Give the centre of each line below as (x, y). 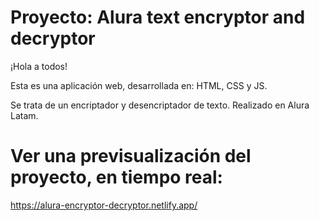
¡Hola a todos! (39, 66)
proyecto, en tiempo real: (116, 177)
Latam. (24, 115)
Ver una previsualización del (131, 156)
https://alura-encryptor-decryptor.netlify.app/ (104, 205)
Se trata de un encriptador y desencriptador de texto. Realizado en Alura (160, 105)
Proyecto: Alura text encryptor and (158, 17)
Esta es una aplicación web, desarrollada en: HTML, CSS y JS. (139, 85)
